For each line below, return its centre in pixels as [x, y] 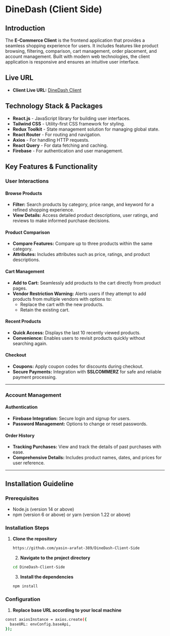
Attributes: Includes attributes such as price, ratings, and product [81, 255]
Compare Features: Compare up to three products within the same [82, 244]
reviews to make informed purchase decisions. [61, 221]
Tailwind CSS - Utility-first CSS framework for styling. [69, 123]
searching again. [30, 343]
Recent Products [23, 322]
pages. [20, 288]
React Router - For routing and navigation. [57, 134]
